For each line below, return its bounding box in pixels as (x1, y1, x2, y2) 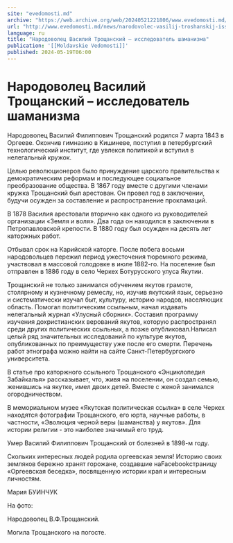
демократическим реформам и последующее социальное (7, 174, 182, 182)
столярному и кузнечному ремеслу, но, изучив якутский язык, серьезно (7, 288, 223, 296)
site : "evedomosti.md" (7, 10, 73, 17)
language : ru (7, 29, 45, 37)
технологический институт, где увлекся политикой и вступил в (7, 146, 194, 154)
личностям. (7, 474, 42, 483)
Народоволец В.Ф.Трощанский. (7, 515, 101, 523)
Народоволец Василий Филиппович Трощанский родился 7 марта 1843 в (7, 131, 224, 139)
